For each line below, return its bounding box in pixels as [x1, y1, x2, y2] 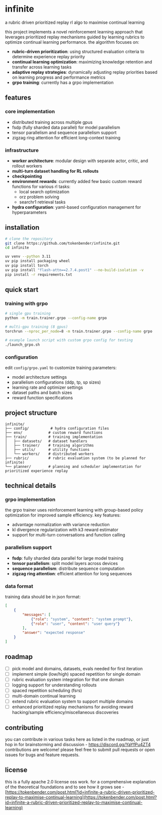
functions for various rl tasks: [12, 183, 71, 189]
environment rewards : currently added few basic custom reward [12, 178, 142, 184]
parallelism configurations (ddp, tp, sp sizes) [12, 379, 101, 385]
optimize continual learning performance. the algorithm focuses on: [5, 39, 139, 45]
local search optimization [19, 188, 70, 195]
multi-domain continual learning [12, 693, 76, 699]
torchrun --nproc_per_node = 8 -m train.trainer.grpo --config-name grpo [5, 329, 152, 334]
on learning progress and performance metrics [12, 74, 105, 80]
